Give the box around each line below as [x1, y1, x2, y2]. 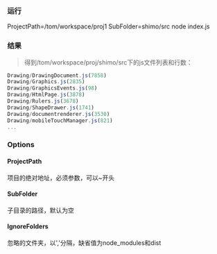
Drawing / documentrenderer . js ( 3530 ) [7, 110, 110, 117]
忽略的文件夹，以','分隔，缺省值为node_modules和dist [7, 239, 162, 247]
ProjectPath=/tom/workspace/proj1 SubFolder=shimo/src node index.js [7, 22, 210, 31]
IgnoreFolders [7, 222, 49, 230]
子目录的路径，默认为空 [7, 206, 74, 214]
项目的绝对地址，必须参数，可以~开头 [7, 173, 115, 182]
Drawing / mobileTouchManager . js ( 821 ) [7, 117, 113, 124]
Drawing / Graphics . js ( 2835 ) [7, 78, 85, 85]
